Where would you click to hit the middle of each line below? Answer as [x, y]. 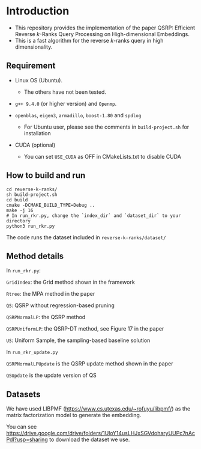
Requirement [31, 66]
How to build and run [46, 176]
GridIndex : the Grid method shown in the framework [70, 282]
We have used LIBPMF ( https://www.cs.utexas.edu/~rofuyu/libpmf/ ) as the [98, 409]
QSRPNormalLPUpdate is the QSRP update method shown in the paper [90, 364]
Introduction [38, 11]
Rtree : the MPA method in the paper [51, 294]
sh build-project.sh [32, 194]
